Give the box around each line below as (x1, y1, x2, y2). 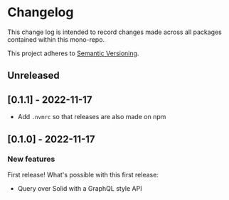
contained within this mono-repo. (7, 35, 105, 43)
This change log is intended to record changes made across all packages (7, 28, 222, 36)
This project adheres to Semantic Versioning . (7, 49, 139, 57)
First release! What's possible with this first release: (7, 170, 159, 179)
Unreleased (7, 70, 60, 82)
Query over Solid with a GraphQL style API (17, 184, 142, 192)
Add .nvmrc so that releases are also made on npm (17, 113, 166, 121)
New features (7, 154, 55, 164)
